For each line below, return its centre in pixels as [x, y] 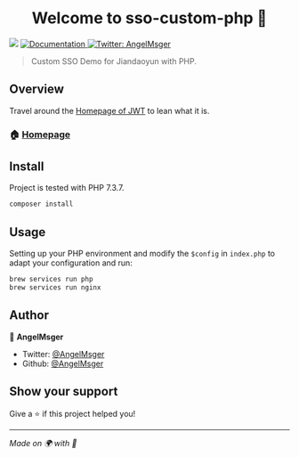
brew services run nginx [55, 288]
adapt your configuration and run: [71, 263]
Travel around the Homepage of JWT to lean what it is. [109, 110]
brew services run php [51, 280]
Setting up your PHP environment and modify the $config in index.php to [142, 254]
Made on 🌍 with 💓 [43, 443]
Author [29, 315]
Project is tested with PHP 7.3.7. [67, 188]
